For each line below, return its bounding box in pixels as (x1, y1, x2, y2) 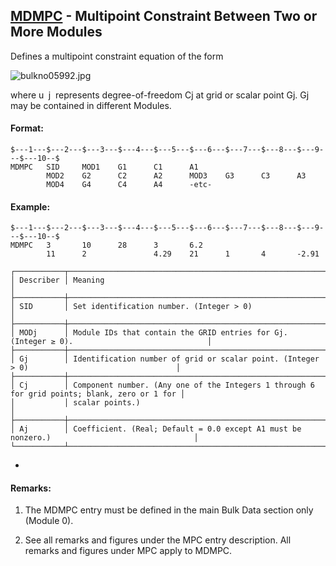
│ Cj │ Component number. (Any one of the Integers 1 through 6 (10, 380, 315, 391)
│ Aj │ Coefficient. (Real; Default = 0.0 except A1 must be (10, 424, 302, 434)
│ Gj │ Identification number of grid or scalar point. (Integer (10, 354, 320, 364)
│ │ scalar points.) (10, 398, 141, 408)
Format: (10, 122, 44, 134)
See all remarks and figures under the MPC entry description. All (24, 534, 292, 546)
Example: (10, 200, 51, 213)
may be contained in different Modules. (10, 99, 172, 111)
